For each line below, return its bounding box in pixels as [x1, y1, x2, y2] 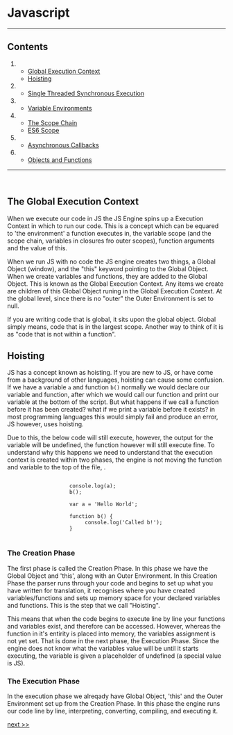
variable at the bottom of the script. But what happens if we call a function [7, 398, 219, 406]
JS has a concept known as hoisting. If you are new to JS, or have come [7, 369, 214, 377]
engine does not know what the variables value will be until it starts [7, 644, 199, 652]
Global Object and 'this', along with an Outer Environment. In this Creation [7, 572, 218, 580]
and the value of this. [7, 243, 68, 252]
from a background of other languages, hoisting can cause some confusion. [7, 375, 225, 384]
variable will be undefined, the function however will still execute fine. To [7, 441, 215, 449]
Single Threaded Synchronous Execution [27, 89, 144, 97]
